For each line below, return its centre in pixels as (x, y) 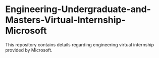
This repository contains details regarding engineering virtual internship (80, 44)
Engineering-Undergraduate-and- (78, 9)
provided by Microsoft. (29, 50)
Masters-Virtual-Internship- (66, 20)
